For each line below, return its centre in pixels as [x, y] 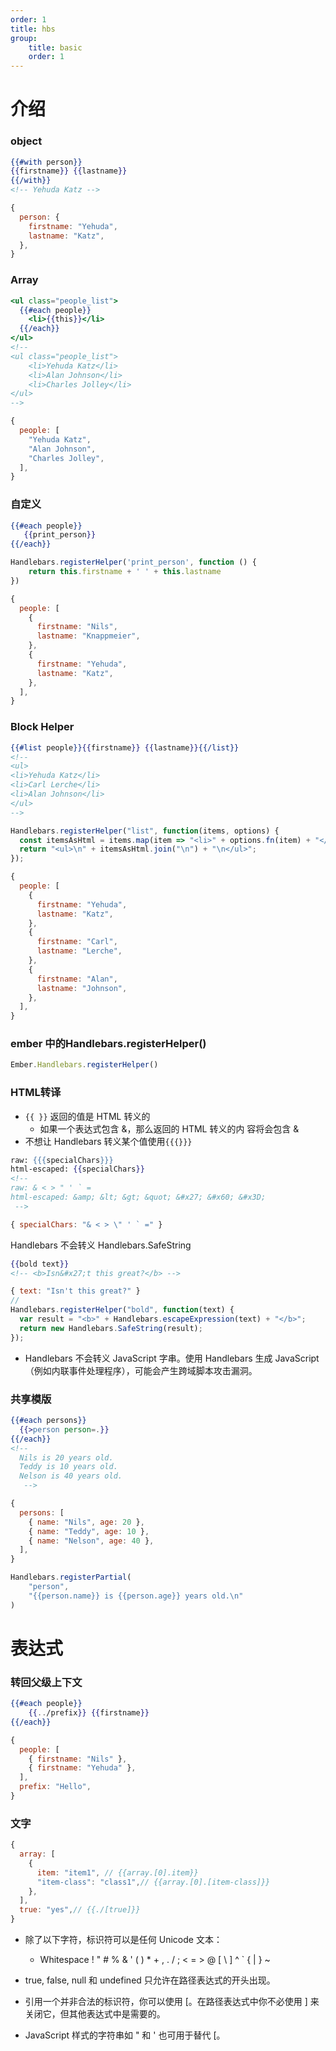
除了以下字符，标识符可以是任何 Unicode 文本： [123, 1940]
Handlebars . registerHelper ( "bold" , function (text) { [122, 1310]
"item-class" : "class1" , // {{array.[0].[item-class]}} [153, 1882]
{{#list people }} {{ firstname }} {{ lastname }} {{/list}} [125, 747]
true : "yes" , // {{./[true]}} [80, 1910]
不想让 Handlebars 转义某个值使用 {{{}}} [108, 1141]
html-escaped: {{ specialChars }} [77, 1169]
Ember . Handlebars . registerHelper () [84, 1065]
